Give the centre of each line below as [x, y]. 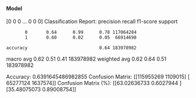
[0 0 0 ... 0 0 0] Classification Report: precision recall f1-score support [92, 21]
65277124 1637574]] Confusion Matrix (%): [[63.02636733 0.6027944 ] [94, 83]
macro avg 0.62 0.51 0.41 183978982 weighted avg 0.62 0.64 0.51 [86, 59]
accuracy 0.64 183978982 [71, 48]
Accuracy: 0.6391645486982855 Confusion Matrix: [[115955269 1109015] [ [98, 77]
